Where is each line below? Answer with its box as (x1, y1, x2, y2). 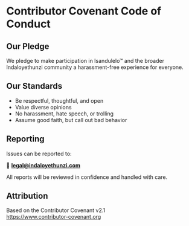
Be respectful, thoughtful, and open (14, 97, 104, 104)
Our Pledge (6, 41, 50, 51)
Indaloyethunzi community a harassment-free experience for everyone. (6, 63, 184, 71)
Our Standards (6, 81, 63, 91)
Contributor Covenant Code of (6, 4, 162, 18)
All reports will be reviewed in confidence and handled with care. (6, 173, 168, 181)
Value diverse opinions (14, 103, 72, 111)
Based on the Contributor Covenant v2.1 (6, 207, 106, 214)
